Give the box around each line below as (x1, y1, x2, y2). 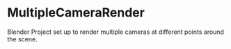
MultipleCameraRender (7, 5, 145, 21)
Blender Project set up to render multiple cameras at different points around (7, 28, 225, 36)
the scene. (7, 35, 38, 43)
